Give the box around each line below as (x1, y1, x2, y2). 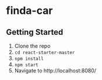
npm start (14, 62, 39, 68)
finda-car (6, 4, 53, 17)
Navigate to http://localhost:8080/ (14, 67, 97, 74)
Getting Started (6, 27, 64, 37)
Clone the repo (14, 42, 51, 49)
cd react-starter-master (14, 50, 75, 56)
